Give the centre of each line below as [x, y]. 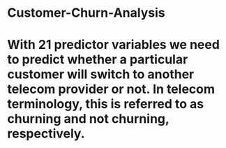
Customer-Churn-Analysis [86, 13]
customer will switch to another [101, 74]
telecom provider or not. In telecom [111, 89]
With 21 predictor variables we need [113, 45]
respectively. [46, 134]
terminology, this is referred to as [106, 104]
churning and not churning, [88, 119]
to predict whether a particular [98, 60]
